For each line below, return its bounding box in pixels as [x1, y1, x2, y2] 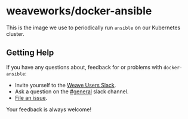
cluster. [6, 30, 25, 37]
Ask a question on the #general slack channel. [14, 88, 129, 95]
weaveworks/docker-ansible [6, 4, 152, 18]
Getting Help [6, 48, 54, 58]
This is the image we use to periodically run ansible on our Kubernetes [6, 24, 181, 31]
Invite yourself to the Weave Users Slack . [14, 81, 116, 89]
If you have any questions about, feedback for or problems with [6, 63, 162, 71]
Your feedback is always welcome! [6, 106, 92, 113]
